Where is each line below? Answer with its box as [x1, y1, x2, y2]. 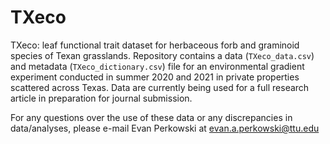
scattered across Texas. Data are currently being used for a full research [10, 81, 310, 93]
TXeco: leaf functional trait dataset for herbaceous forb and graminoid [10, 39, 300, 51]
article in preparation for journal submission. [10, 92, 193, 104]
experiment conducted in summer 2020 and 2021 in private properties [10, 71, 300, 83]
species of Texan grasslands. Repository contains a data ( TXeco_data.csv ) [10, 49, 315, 61]
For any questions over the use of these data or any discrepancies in [10, 111, 293, 123]
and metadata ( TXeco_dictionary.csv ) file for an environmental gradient [10, 60, 305, 72]
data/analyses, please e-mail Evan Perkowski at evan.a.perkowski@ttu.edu [10, 122, 320, 134]
